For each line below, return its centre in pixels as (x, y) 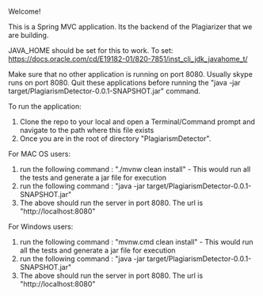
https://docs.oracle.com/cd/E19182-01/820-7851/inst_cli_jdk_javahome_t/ (128, 59)
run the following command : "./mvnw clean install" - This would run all (135, 169)
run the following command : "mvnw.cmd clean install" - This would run (136, 242)
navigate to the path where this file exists (87, 130)
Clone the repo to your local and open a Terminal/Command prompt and (137, 121)
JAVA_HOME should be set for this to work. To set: (91, 50)
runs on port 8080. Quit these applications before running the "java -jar (124, 83)
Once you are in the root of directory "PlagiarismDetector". (115, 139)
